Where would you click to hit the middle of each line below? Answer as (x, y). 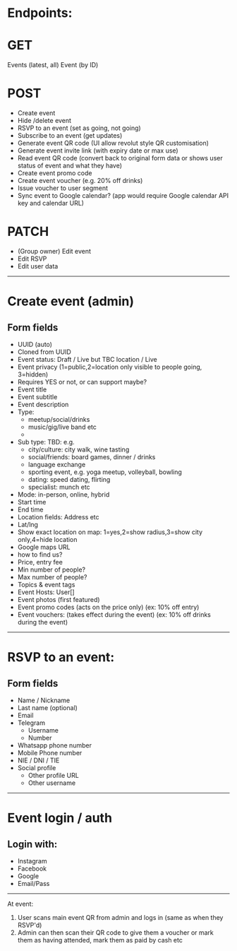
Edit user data (38, 266)
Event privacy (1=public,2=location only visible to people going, (110, 367)
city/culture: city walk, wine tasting (79, 449)
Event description (43, 404)
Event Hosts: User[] (46, 592)
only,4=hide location (47, 539)
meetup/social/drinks (59, 419)
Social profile (37, 768)
